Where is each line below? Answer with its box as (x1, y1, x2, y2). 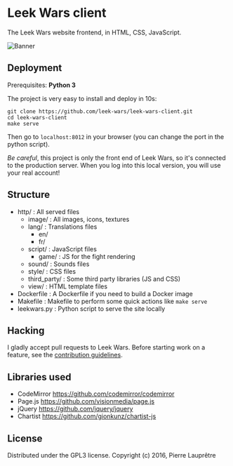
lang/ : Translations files (27, 222, 98, 231)
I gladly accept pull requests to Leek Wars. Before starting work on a (7, 343, 206, 352)
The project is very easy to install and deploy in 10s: (7, 94, 157, 102)
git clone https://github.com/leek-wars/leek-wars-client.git (7, 107, 193, 115)
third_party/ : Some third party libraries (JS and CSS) (27, 274, 181, 283)
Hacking (7, 324, 45, 336)
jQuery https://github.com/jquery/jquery (17, 405, 133, 413)
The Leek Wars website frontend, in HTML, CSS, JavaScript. (7, 28, 182, 36)
